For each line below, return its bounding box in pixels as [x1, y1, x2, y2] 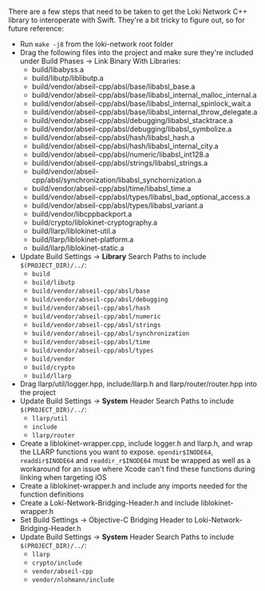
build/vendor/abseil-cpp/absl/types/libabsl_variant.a [31, 201, 204, 210]
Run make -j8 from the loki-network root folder [19, 39, 174, 49]
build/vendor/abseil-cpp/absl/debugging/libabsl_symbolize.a [31, 124, 232, 134]
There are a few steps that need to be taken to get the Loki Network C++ [8, 7, 247, 16]
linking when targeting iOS [19, 473, 107, 482]
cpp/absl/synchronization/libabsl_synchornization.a [31, 175, 202, 185]
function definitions [19, 489, 85, 499]
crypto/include [31, 559, 82, 567]
